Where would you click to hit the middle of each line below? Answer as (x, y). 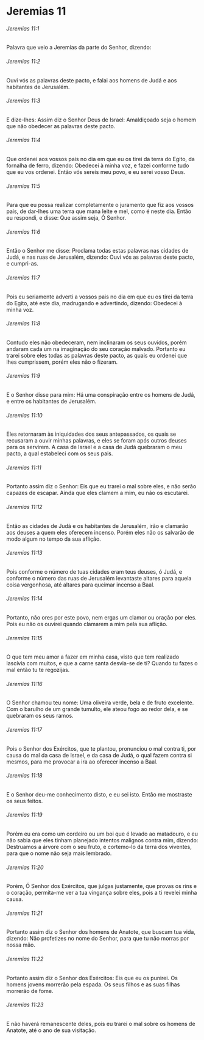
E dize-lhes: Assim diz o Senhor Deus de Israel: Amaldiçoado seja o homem (101, 120)
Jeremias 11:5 (23, 186)
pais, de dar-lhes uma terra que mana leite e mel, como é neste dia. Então (99, 211)
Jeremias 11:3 (23, 101)
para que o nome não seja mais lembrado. (59, 853)
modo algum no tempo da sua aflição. (54, 539)
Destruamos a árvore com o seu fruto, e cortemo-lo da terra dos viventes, (99, 847)
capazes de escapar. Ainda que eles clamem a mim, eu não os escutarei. (98, 493)
